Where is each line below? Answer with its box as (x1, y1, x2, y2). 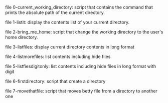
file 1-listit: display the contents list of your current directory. (5, 19, 130, 25)
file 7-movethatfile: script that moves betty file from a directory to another (5, 88, 158, 94)
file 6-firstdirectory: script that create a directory (5, 78, 106, 84)
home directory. (5, 34, 38, 40)
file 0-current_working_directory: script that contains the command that (5, 4, 153, 10)
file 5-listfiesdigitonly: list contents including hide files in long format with (5, 63, 156, 69)
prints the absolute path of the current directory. (5, 9, 105, 15)
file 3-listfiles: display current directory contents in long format (5, 44, 134, 49)
